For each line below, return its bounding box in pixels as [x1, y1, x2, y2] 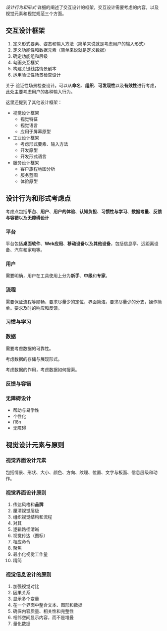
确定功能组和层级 [12, 53, 48, 59]
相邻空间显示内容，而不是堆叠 [12, 615, 74, 621]
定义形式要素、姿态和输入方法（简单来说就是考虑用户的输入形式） [12, 40, 148, 46]
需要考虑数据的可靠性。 [5, 345, 54, 351]
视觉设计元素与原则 [5, 441, 64, 449]
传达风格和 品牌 [12, 501, 44, 507]
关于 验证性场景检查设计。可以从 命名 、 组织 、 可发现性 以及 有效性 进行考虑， [5, 82, 159, 88]
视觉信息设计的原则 [5, 571, 52, 578]
